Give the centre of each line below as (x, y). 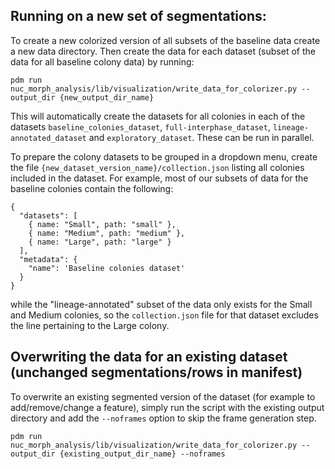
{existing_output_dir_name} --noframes (142, 454)
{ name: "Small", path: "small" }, (102, 224)
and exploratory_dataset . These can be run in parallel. (201, 137)
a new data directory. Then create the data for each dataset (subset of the (163, 51)
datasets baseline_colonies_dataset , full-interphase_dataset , (140, 126)
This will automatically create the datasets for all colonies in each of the (158, 116)
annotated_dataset (48, 138)
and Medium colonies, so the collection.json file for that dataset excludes (164, 315)
